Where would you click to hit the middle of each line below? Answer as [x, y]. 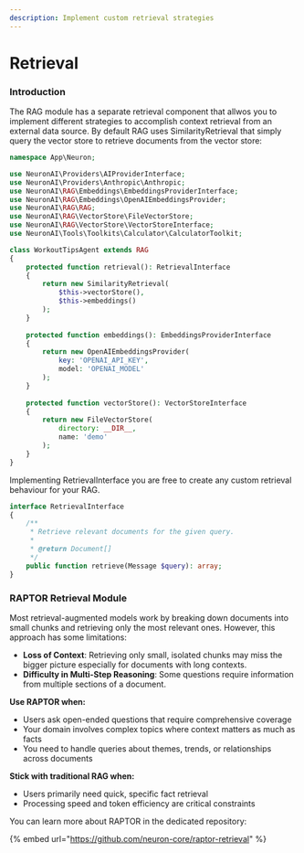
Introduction [37, 91]
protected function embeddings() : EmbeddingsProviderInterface [149, 335]
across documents [58, 758]
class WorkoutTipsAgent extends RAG [79, 250]
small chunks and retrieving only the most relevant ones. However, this [142, 627]
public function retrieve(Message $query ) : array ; [124, 566]
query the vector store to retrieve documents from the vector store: [136, 141]
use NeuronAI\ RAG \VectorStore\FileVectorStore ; [102, 217]
